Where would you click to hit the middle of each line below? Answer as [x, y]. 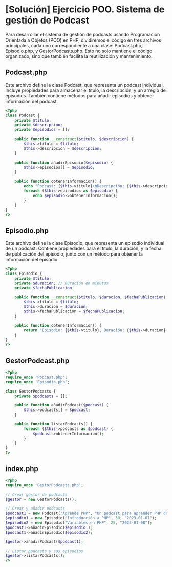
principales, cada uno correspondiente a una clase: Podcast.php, [74, 45]
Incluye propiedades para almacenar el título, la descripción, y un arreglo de [86, 90]
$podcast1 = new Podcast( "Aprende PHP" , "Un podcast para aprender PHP [83, 513]
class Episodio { [24, 273]
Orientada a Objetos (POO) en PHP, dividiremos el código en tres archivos [83, 40]
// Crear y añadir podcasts [35, 509]
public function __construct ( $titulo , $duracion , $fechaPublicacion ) [90, 297]
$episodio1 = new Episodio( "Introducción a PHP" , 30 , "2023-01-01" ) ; [81, 518]
